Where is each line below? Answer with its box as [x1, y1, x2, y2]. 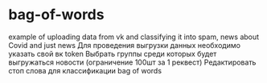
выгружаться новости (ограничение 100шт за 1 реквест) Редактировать [8, 57, 257, 67]
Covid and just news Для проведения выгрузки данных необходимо [8, 40, 241, 49]
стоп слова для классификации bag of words [8, 65, 162, 75]
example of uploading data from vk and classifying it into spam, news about [8, 32, 260, 41]
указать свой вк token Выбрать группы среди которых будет [8, 49, 217, 58]
